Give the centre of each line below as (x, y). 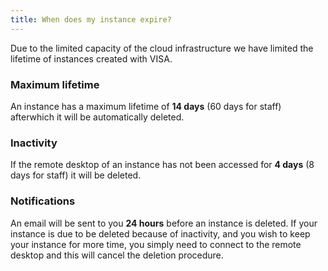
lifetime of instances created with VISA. (91, 58)
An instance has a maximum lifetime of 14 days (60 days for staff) (146, 106)
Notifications (43, 201)
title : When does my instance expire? (91, 19)
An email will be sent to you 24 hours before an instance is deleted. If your (164, 223)
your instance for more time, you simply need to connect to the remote (156, 244)
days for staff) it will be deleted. (76, 175)
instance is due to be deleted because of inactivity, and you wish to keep (160, 233)
